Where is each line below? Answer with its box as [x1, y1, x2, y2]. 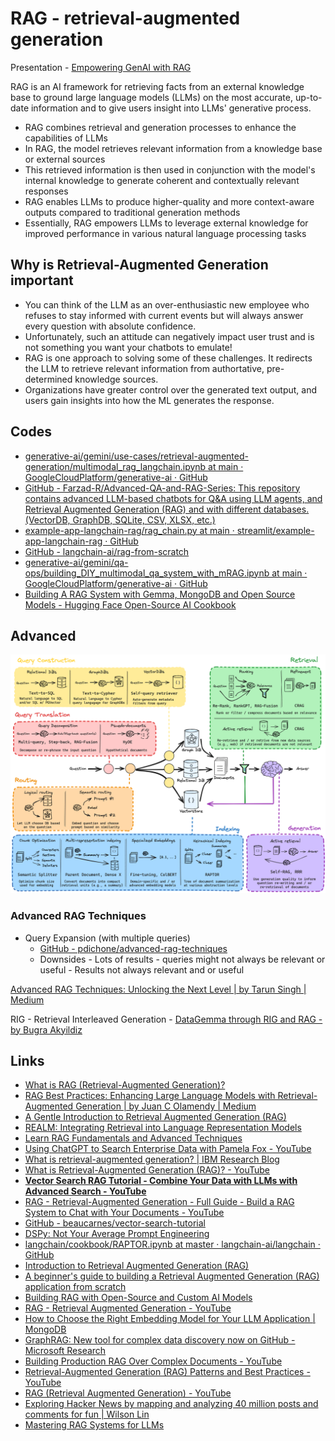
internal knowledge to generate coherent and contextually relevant [24, 174, 300, 186]
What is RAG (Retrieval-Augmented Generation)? [24, 1079, 226, 1091]
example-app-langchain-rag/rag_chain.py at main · [24, 524, 235, 536]
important [10, 272, 74, 289]
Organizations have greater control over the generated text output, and [24, 383, 317, 396]
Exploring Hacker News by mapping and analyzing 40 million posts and [24, 1398, 319, 1410]
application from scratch [24, 1281, 127, 1293]
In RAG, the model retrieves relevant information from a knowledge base [24, 142, 323, 154]
